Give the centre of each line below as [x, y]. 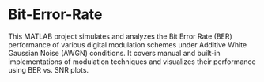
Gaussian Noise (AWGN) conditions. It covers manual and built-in [114, 53]
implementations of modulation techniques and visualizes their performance [132, 61]
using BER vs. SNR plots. [49, 69]
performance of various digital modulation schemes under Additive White [128, 44]
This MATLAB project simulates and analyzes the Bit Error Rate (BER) [121, 36]
